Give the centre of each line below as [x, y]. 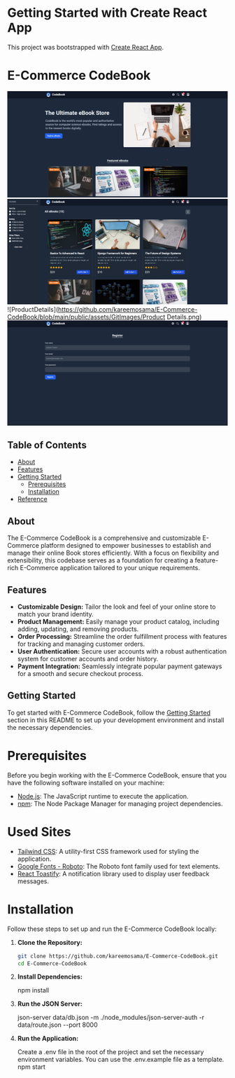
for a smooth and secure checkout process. [80, 674]
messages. [33, 881]
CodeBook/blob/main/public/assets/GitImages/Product [86, 317]
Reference [32, 499]
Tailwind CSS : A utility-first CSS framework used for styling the [108, 851]
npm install [33, 990]
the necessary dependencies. [50, 727]
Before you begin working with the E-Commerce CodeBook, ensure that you [117, 775]
